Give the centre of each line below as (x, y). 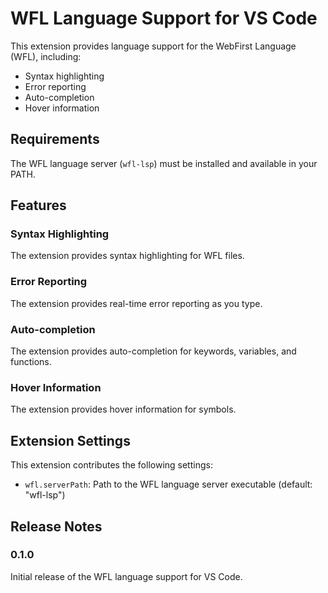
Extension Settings (70, 440)
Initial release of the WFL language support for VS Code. (126, 576)
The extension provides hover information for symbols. (123, 409)
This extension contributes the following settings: (111, 465)
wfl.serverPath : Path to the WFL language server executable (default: (168, 484)
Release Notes (56, 526)
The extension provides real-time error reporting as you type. (136, 303)
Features (38, 205)
